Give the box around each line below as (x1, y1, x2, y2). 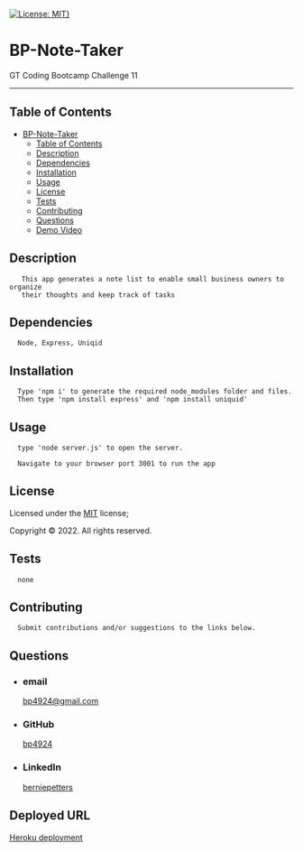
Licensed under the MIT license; (9, 507, 129, 518)
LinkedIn (22, 761, 61, 773)
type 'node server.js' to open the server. (17, 443, 183, 452)
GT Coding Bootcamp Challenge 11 (9, 69, 138, 80)
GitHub (22, 718, 55, 731)
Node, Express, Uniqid (17, 338, 103, 347)
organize (9, 282, 42, 292)
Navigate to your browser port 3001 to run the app (17, 459, 216, 468)
